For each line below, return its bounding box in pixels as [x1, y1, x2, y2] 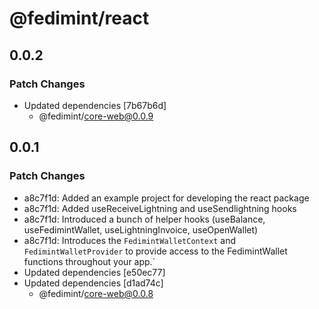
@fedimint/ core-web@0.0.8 [38, 287, 154, 299]
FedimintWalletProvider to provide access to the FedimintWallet [23, 245, 288, 257]
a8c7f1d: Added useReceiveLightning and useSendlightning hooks [23, 202, 297, 214]
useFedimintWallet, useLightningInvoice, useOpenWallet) [23, 223, 259, 236]
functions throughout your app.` [23, 255, 156, 267]
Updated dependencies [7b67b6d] [23, 99, 167, 111]
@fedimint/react [9, 7, 150, 30]
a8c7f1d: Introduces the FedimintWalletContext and [23, 234, 236, 246]
